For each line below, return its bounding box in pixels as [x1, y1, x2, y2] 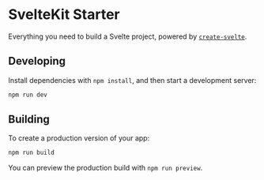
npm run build [8, 148, 55, 157]
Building [8, 113, 50, 126]
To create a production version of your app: [8, 133, 150, 143]
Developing [8, 54, 66, 68]
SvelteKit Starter [8, 6, 120, 24]
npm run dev [8, 91, 47, 99]
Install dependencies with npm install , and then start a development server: [8, 75, 257, 84]
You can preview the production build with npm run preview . [8, 163, 203, 173]
